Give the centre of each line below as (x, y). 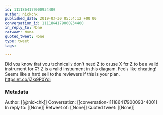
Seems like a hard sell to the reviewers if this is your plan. (63, 74)
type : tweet (17, 41)
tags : (10, 46)
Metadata (17, 92)
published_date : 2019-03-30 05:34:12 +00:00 (51, 18)
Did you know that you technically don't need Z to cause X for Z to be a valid (82, 64)
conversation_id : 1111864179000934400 (44, 23)
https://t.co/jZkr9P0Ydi (28, 79)
